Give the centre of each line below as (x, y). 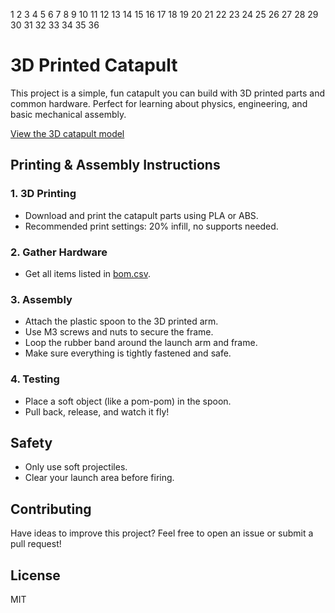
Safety (31, 442)
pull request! (36, 544)
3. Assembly (41, 299)
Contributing (51, 509)
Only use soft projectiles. (76, 467)
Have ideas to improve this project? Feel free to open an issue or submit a (162, 533)
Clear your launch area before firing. (99, 478)
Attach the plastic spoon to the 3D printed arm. (121, 321)
